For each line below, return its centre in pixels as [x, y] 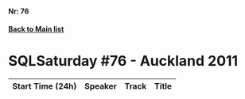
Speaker [101, 86]
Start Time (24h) [45, 86]
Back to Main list [36, 29]
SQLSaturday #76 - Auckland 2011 [123, 61]
